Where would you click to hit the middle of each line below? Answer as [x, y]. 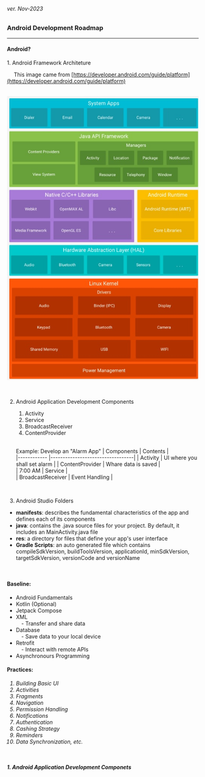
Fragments [29, 696]
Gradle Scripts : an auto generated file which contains [83, 545]
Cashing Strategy [38, 728]
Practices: [20, 670]
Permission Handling [42, 709]
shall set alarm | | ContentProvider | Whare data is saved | [88, 464]
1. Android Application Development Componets [69, 767]
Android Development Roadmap [55, 28]
